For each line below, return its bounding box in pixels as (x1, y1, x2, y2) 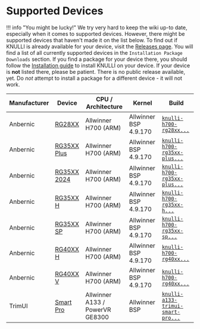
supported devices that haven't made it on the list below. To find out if (6, 36, 177, 44)
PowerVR (85, 305, 111, 314)
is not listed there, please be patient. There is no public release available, (6, 68, 186, 75)
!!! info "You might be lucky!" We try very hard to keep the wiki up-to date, (6, 24, 187, 31)
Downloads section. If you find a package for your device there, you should (6, 55, 187, 63)
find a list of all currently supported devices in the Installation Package (6, 49, 183, 56)
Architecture (86, 103, 123, 111)
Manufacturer (9, 98, 49, 107)
